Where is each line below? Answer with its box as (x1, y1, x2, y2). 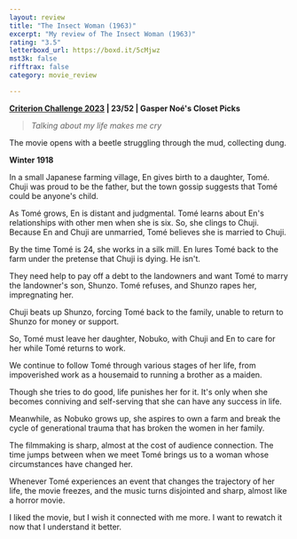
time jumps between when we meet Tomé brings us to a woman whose (9, 449, 269, 460)
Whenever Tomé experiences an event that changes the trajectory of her (9, 476, 275, 487)
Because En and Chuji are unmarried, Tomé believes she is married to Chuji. (9, 226, 286, 237)
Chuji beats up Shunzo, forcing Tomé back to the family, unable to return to (9, 306, 284, 317)
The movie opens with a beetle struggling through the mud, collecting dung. (9, 137, 286, 147)
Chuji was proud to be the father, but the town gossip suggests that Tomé (9, 181, 277, 192)
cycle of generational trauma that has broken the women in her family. (9, 423, 265, 433)
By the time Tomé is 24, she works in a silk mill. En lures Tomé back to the (9, 243, 279, 254)
